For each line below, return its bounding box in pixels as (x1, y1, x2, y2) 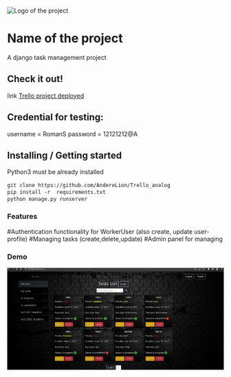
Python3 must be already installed (7, 168, 104, 176)
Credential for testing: (7, 111, 104, 123)
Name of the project (7, 31, 124, 46)
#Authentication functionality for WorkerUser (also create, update (7, 227, 193, 235)
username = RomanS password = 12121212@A (7, 129, 138, 138)
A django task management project (7, 53, 107, 61)
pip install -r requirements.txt (7, 189, 107, 196)
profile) (7, 235, 28, 243)
